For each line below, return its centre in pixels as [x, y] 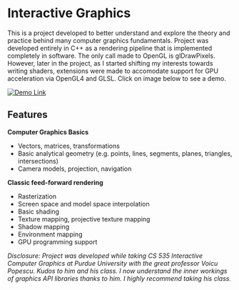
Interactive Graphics [69, 13]
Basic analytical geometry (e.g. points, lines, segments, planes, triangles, [125, 153]
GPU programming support [57, 241]
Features [27, 115]
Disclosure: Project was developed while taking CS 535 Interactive [105, 256]
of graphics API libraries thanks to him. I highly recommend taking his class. [119, 278]
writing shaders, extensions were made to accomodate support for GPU [113, 71]
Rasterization [37, 196]
